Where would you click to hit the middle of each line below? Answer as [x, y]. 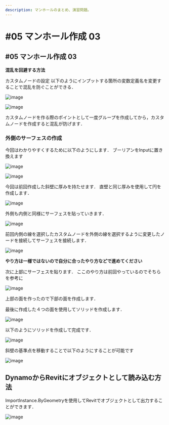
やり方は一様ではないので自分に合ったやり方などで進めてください [74, 261]
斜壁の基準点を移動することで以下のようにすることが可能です [70, 350]
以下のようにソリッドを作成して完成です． [50, 330]
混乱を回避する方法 [25, 70]
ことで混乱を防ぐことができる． [43, 87]
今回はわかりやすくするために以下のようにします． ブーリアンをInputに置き [84, 150]
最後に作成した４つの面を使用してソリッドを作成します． [65, 309]
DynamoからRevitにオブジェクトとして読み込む [80, 378]
